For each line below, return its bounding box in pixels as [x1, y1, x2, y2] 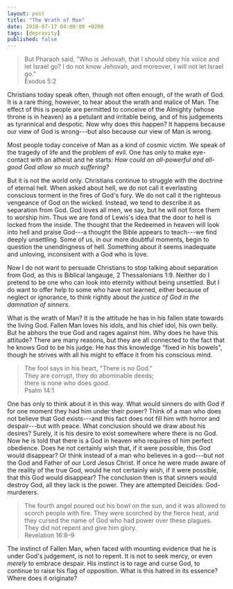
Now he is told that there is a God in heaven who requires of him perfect [7, 436, 214, 445]
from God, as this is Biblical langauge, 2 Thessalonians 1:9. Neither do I [7, 271, 210, 280]
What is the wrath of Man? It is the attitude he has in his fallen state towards [7, 314, 224, 323]
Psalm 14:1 [24, 386, 55, 395]
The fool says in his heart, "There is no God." [24, 364, 153, 373]
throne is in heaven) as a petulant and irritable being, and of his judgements [7, 112, 223, 121]
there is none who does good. [24, 379, 110, 387]
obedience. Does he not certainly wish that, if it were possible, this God [7, 444, 212, 452]
